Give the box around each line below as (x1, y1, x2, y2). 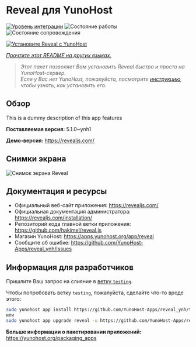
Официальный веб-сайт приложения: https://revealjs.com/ (14, 202, 159, 209)
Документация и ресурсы (6, 186, 107, 196)
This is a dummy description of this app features (6, 114, 123, 121)
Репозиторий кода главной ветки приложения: (14, 221, 131, 228)
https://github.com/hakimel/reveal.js (14, 226, 102, 234)
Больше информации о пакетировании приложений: (6, 328, 142, 335)
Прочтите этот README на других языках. (6, 51, 112, 59)
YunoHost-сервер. (20, 69, 66, 76)
